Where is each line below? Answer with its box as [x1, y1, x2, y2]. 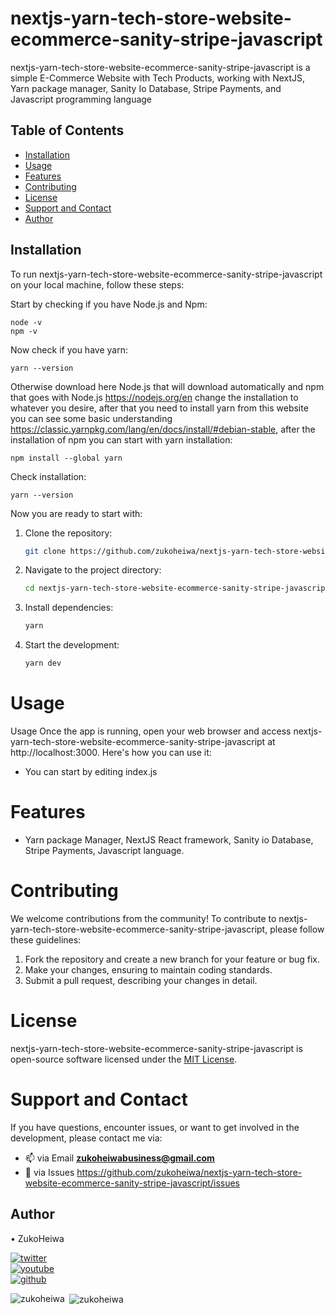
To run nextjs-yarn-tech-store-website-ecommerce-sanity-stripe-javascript [10, 268, 323, 280]
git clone [24, 546, 67, 556]
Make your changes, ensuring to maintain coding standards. [24, 963, 273, 976]
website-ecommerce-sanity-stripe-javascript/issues [24, 1177, 240, 1189]
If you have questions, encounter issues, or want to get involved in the [10, 1121, 300, 1133]
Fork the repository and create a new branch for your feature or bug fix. [24, 953, 320, 965]
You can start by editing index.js [24, 766, 158, 777]
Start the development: [24, 639, 120, 651]
